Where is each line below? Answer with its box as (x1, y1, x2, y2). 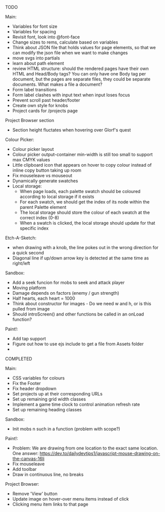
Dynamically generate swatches (12, 178, 79, 184)
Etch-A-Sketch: (5, 235, 36, 241)
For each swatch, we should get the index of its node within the (19, 199, 150, 205)
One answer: (12, 450, 39, 456)
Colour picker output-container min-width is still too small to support (12, 151, 153, 157)
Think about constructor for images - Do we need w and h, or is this (12, 301, 152, 307)
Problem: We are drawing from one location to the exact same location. (12, 445, 158, 451)
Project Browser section (5, 118, 55, 123)
